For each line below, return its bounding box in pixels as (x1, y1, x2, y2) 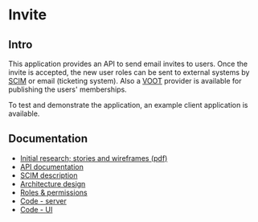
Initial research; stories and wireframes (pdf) (19, 153, 168, 162)
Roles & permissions (19, 187, 88, 197)
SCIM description (19, 171, 78, 180)
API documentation (19, 162, 84, 171)
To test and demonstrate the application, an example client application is (8, 101, 248, 109)
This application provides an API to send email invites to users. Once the (8, 59, 248, 68)
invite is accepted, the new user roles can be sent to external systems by (8, 68, 250, 77)
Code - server (19, 195, 67, 206)
